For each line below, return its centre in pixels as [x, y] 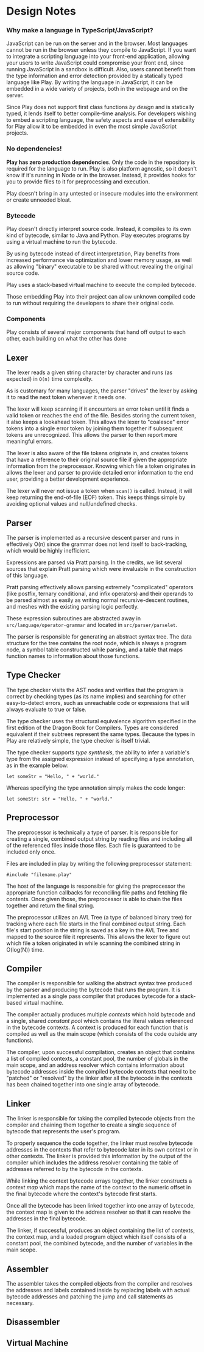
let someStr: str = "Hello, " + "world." [60, 799]
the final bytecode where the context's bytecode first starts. [82, 1194]
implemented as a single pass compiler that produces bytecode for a [93, 996]
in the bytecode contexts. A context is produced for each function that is [97, 1027]
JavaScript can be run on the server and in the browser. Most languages [97, 43]
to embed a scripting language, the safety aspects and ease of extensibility [100, 120]
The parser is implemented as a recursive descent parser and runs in [93, 538]
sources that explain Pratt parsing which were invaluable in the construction [101, 569]
